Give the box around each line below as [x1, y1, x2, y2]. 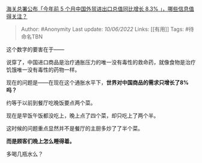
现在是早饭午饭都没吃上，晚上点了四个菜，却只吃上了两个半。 [6, 112, 159, 119]
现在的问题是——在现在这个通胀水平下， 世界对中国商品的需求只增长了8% [6, 79, 189, 86]
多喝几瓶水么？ [6, 150, 43, 158]
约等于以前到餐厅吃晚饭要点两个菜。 [6, 99, 96, 106]
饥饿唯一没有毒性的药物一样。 [6, 66, 80, 73]
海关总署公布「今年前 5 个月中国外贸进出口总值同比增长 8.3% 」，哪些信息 [6, 5, 189, 12]
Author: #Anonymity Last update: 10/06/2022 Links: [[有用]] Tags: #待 [20, 26, 194, 32]
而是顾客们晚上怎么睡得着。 [6, 138, 75, 144]
